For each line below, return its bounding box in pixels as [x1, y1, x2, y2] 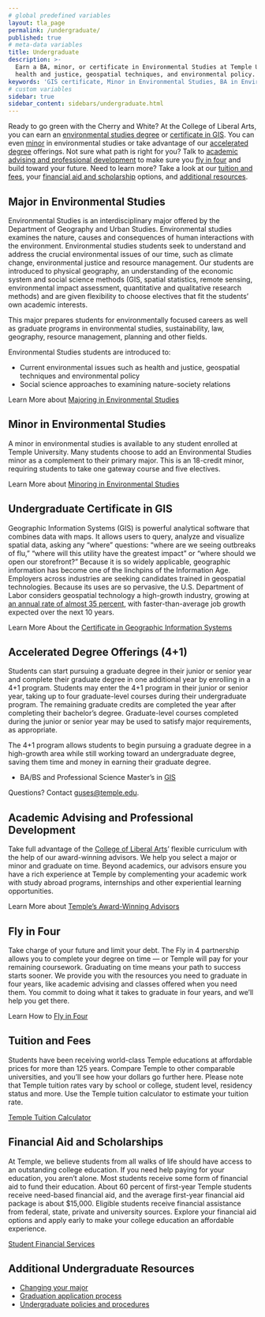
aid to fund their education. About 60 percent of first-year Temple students [8, 1182, 252, 1191]
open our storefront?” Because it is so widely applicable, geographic [8, 557, 231, 566]
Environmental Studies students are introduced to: [8, 347, 171, 357]
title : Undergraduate [8, 48, 80, 56]
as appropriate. [8, 725, 58, 735]
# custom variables [8, 85, 73, 93]
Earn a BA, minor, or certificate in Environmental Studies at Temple [15, 63, 252, 71]
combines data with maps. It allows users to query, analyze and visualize [8, 532, 244, 541]
